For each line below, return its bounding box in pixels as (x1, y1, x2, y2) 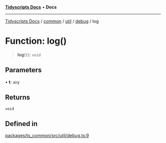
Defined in (5, 119, 38, 128)
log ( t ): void (17, 52, 41, 57)
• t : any (5, 79, 20, 85)
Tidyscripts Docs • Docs (5, 4, 57, 10)
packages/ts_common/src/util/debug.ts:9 (5, 133, 89, 139)
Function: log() (5, 35, 67, 47)
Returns (5, 93, 31, 102)
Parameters (5, 66, 42, 74)
